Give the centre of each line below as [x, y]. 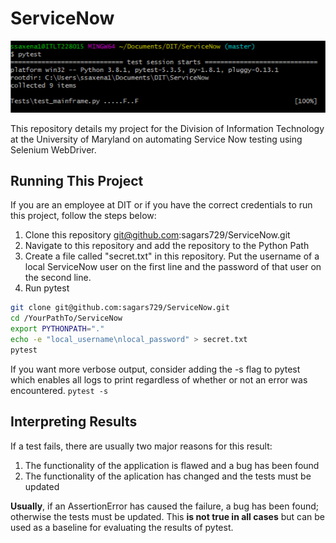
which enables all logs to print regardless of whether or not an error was [159, 379]
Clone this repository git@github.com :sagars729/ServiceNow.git [157, 235]
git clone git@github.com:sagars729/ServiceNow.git [120, 308]
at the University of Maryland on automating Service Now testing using [156, 139]
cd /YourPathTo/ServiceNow [66, 318]
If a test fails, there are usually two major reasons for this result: [141, 446]
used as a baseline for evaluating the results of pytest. [122, 527]
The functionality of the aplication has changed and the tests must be [168, 476]
